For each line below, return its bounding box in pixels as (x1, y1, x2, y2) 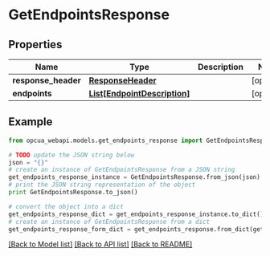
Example (8, 115, 53, 129)
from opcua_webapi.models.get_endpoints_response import (8, 136, 203, 144)
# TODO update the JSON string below (8, 151, 135, 159)
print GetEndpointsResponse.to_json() (8, 189, 138, 197)
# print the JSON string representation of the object (8, 181, 196, 189)
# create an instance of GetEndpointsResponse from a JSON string (8, 166, 235, 174)
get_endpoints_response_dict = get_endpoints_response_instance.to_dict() (8, 210, 264, 218)
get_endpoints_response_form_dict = (8, 225, 131, 234)
